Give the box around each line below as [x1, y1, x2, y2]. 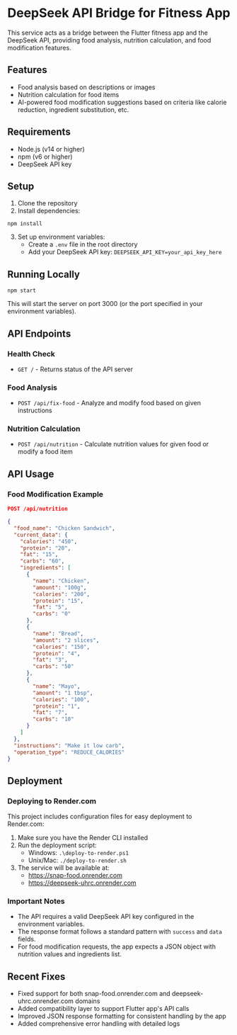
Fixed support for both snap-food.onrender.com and [17, 990, 171, 998]
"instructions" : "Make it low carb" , [13, 742, 125, 749]
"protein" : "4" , [33, 650, 81, 657]
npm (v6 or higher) [17, 152, 73, 161]
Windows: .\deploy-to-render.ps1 [28, 849, 129, 857]
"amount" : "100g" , [33, 584, 87, 591]
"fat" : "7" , [33, 709, 69, 716]
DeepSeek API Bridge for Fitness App [7, 5, 231, 21]
